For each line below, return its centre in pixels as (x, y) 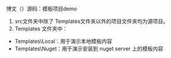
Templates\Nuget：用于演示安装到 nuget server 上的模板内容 (89, 49)
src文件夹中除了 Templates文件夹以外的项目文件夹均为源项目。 (91, 21)
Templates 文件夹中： (41, 29)
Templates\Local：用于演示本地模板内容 (63, 41)
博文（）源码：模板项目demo (42, 9)
